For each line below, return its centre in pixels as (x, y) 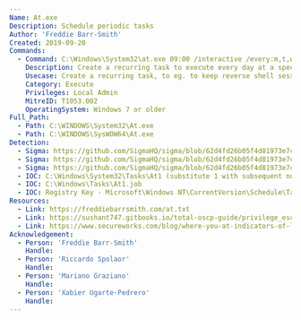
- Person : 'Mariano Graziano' (73, 276)
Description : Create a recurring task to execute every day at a (150, 68)
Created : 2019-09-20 (48, 43)
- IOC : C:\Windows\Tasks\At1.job (80, 185)
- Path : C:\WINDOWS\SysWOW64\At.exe (86, 134)
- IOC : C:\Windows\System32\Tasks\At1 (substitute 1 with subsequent (150, 176)
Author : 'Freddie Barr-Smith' (66, 34)
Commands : (28, 51)
